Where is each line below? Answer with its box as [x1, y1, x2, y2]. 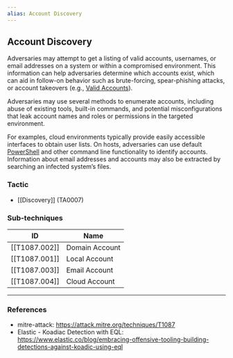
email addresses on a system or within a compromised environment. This [7, 62, 216, 70]
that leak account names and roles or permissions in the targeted [7, 112, 193, 120]
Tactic [7, 180, 29, 190]
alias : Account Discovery [7, 10, 82, 17]
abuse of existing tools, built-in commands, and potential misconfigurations [7, 105, 223, 113]
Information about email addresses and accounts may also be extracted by [7, 155, 221, 163]
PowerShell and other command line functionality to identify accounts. [7, 147, 208, 156]
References [7, 304, 47, 314]
